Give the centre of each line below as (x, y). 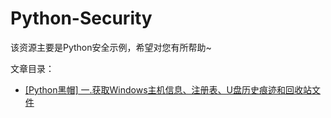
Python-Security (81, 18)
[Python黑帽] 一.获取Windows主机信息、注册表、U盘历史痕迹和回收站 (168, 89)
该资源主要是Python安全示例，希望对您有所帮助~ (111, 47)
